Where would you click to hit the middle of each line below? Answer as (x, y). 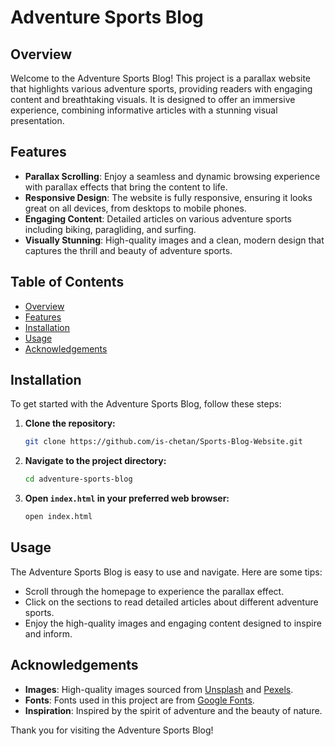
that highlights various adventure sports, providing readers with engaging (161, 89)
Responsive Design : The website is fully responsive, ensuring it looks (168, 197)
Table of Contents (67, 282)
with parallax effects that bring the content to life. (126, 187)
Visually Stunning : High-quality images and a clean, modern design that (174, 240)
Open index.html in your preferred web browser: (127, 498)
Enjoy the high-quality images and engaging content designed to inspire (173, 623)
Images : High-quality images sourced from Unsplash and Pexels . (159, 689)
